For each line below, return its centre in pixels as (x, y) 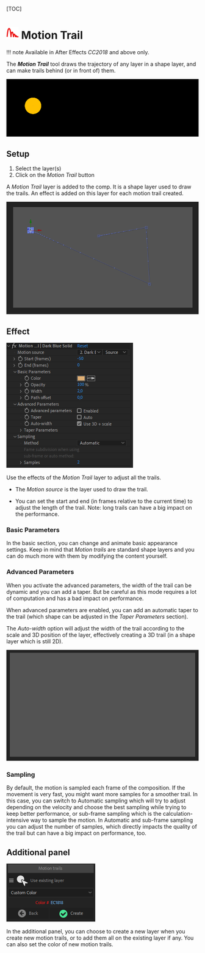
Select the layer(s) (38, 168)
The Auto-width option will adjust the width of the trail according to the (95, 628)
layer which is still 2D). (34, 641)
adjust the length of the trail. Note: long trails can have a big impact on (103, 508)
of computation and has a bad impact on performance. (75, 598)
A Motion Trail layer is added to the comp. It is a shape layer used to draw (99, 187)
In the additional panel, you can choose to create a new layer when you (96, 932)
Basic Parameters (33, 530)
